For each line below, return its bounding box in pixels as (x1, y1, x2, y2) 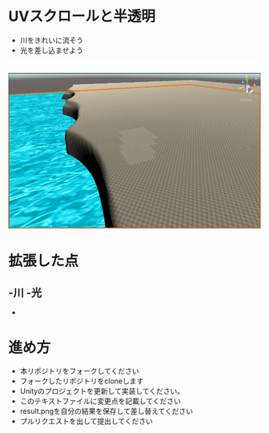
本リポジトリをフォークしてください (19, 366, 139, 376)
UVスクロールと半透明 (8, 7, 156, 26)
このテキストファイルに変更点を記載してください (19, 396, 182, 406)
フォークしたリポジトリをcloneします (19, 376, 144, 386)
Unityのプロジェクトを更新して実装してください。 (19, 386, 185, 396)
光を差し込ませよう (19, 45, 84, 55)
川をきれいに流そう (19, 35, 84, 45)
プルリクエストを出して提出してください (19, 416, 154, 426)
